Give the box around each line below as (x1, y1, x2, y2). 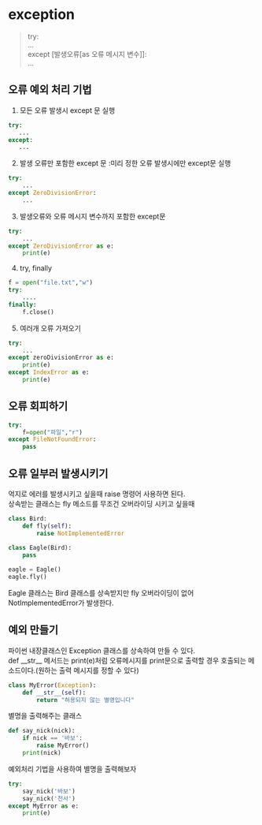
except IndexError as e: (8, 368, 90, 376)
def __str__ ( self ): (22, 689, 87, 696)
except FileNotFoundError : (8, 435, 97, 443)
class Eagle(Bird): (8, 543, 72, 551)
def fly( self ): (22, 522, 72, 530)
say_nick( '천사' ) (22, 794, 76, 802)
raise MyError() (36, 741, 90, 750)
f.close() (22, 308, 55, 316)
